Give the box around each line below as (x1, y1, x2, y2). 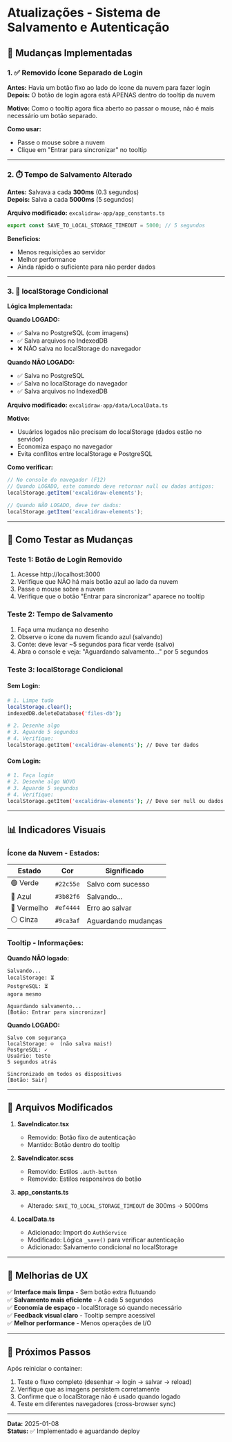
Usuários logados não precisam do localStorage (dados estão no (17, 428, 202, 436)
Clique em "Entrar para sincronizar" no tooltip (17, 145, 147, 153)
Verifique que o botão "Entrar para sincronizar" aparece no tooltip (17, 592, 205, 600)
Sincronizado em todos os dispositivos (7, 1070, 122, 1077)
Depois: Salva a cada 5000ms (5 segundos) (7, 196, 135, 204)
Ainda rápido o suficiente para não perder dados (17, 263, 156, 271)
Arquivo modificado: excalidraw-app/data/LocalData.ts (7, 401, 168, 409)
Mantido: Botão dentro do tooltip (27, 1141, 120, 1149)
